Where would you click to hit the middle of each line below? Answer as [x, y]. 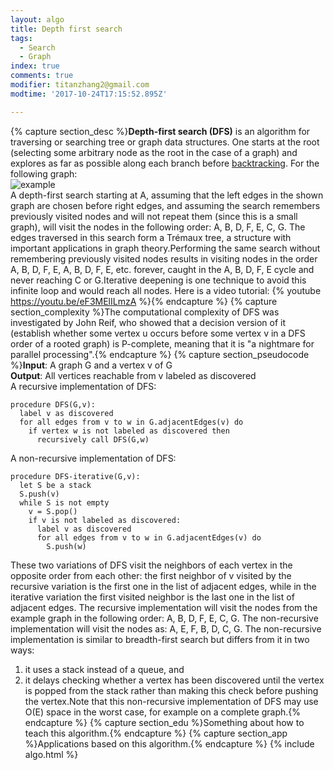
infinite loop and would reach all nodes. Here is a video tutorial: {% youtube [166, 290]
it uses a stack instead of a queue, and [104, 669]
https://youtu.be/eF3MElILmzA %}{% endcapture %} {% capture [144, 301]
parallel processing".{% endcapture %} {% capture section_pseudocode [160, 354]
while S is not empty [64, 502]
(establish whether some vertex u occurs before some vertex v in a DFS [158, 333]
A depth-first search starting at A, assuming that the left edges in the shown [167, 195]
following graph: [44, 173]
